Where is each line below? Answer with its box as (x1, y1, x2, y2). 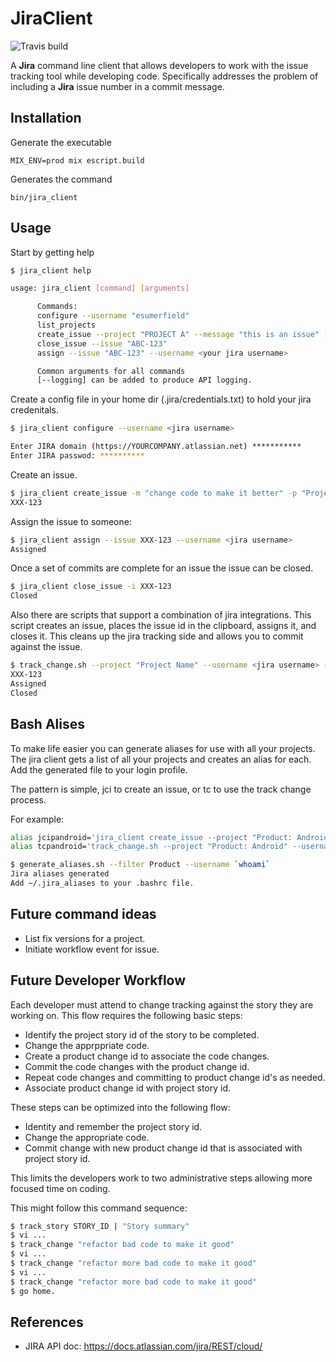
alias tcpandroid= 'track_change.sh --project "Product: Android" (10, 842, 288, 852)
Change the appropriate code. (24, 1131, 150, 1143)
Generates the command (10, 173, 113, 185)
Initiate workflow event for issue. (24, 943, 160, 955)
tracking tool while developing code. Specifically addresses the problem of (10, 70, 319, 82)
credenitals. (10, 404, 59, 416)
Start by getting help (10, 246, 95, 258)
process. (10, 793, 47, 806)
